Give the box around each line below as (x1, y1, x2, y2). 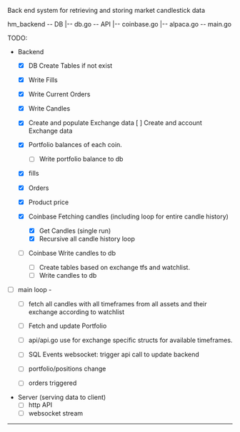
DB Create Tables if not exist (28, 61, 113, 70)
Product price (28, 198, 69, 206)
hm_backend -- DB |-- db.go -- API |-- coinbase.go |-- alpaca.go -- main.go (7, 20, 232, 28)
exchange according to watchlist (28, 308, 125, 316)
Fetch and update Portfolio (28, 321, 107, 331)
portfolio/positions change (28, 364, 106, 373)
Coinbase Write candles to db (28, 248, 116, 257)
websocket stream (28, 408, 84, 417)
